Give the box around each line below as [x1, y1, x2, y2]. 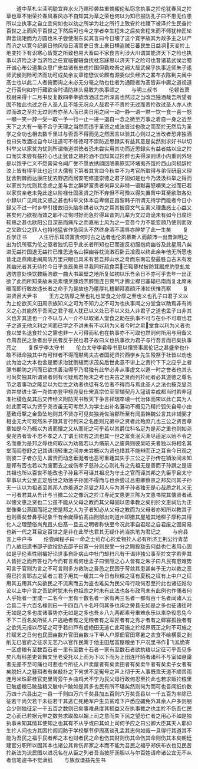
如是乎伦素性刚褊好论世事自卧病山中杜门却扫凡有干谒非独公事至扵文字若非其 [6, 550, 192, 557]
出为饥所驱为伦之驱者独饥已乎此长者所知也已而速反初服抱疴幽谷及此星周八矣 [6, 241, 192, 247]
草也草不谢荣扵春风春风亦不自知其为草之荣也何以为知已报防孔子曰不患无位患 [6, 12, 192, 19]
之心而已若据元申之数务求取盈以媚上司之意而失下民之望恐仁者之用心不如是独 [6, 712, 192, 719]
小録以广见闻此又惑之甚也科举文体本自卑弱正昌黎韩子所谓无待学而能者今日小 [6, 197, 192, 203]
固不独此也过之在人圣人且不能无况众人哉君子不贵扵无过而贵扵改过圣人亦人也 [6, 101, 192, 108]
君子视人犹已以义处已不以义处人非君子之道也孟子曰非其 [57, 307, 192, 314]
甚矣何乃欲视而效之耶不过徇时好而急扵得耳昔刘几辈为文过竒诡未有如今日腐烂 [6, 212, 192, 218]
